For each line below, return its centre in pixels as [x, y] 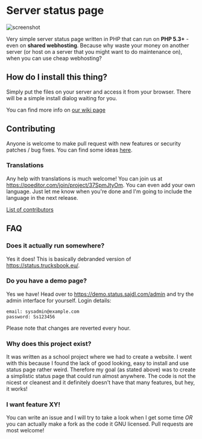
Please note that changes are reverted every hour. [68, 328]
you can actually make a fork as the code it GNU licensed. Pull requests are [100, 424]
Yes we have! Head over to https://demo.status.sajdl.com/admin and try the [100, 294]
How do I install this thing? [57, 77]
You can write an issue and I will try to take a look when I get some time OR [99, 418]
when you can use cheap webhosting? [54, 58]
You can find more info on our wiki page [56, 110]
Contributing [31, 129]
